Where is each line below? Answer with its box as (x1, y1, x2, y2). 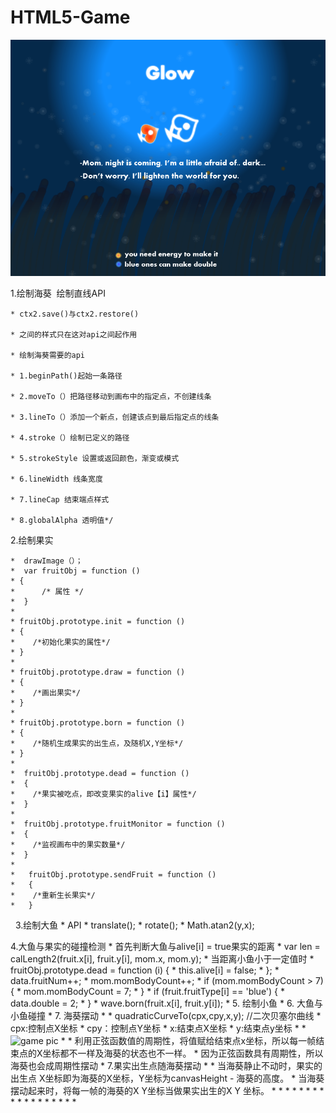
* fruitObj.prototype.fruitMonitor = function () (10, 819, 226, 829)
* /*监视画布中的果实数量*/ (10, 839, 126, 850)
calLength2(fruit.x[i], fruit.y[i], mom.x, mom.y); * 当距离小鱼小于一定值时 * (10, 952, 315, 965)
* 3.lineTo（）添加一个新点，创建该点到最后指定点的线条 (10, 412, 220, 422)
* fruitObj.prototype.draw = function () (10, 667, 186, 677)
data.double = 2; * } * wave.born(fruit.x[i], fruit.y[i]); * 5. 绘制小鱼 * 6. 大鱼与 (10, 997, 324, 1009)
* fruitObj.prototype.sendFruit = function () (10, 869, 217, 880)
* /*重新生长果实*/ (10, 890, 96, 900)
